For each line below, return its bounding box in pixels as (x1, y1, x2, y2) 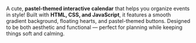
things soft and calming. (6, 30, 65, 37)
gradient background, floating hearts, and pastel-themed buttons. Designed (6, 18, 191, 24)
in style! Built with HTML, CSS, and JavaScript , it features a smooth (6, 11, 171, 18)
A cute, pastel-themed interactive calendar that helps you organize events (6, 5, 190, 12)
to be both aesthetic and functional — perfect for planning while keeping (6, 24, 183, 31)
